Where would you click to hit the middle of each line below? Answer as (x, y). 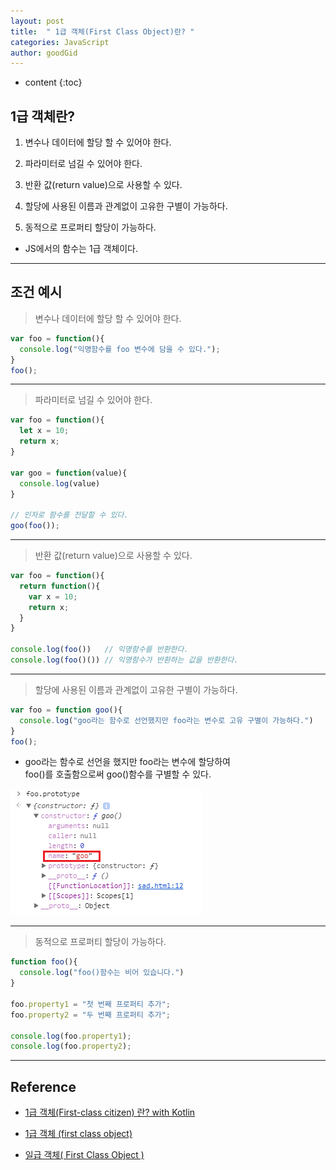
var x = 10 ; (53, 596)
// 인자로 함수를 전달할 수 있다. (69, 515)
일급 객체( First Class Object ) (84, 1155)
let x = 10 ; (44, 431)
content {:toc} (53, 82)
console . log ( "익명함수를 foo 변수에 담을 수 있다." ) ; (120, 349)
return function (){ (60, 586)
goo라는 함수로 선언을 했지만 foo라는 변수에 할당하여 (127, 762)
